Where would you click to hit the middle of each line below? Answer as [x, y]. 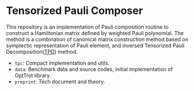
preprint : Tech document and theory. [60, 81]
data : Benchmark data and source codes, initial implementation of [94, 69]
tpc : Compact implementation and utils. [62, 63]
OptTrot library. [33, 75]
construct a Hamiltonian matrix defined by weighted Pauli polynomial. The [95, 33]
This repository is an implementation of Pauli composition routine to [87, 27]
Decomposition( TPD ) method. [42, 51]
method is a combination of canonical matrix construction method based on [97, 39]
